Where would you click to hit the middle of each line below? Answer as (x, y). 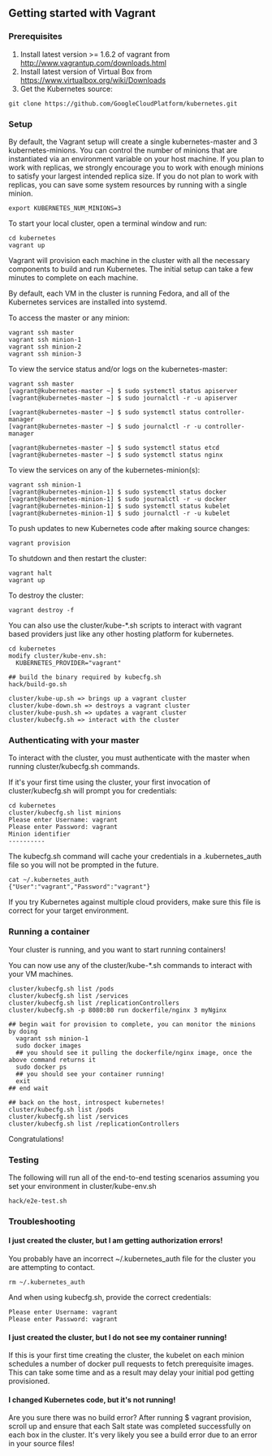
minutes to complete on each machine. (73, 277)
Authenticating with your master (74, 740)
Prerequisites (35, 37)
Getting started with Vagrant (82, 13)
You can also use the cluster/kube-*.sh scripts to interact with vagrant (125, 625)
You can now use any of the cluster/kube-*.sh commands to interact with (130, 965)
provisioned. (29, 1381)
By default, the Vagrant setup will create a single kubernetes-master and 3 (133, 141)
